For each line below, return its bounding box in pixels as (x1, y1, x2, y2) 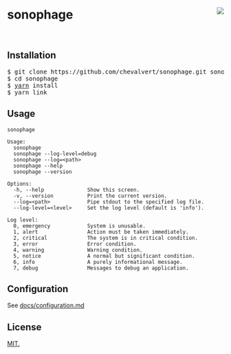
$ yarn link (7, 88, 47, 96)
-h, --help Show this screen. (13, 186, 140, 193)
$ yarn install (7, 81, 58, 89)
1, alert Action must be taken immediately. (13, 228, 189, 235)
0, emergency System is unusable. (13, 222, 146, 230)
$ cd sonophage (7, 74, 58, 82)
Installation (7, 49, 56, 61)
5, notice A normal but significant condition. (13, 252, 195, 259)
